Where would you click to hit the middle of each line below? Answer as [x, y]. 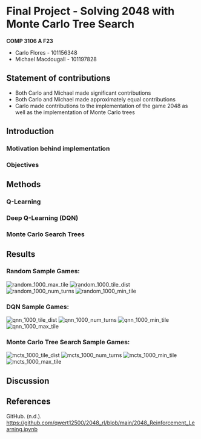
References [28, 402]
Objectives [23, 165]
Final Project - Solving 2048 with [91, 11]
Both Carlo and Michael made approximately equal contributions [95, 99]
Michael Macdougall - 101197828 [56, 59]
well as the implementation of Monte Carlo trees [75, 112]
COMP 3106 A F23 [30, 41]
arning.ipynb [22, 429]
